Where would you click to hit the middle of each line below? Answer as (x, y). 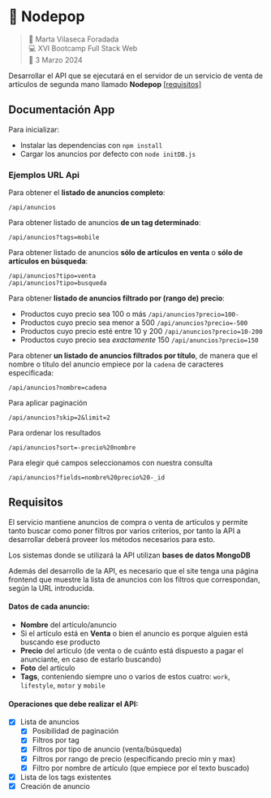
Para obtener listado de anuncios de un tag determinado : (105, 223)
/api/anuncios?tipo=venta (52, 276)
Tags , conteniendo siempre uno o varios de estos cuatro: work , (125, 677)
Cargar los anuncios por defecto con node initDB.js (108, 154)
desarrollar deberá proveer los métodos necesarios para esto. (112, 539)
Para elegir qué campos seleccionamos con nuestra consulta (111, 463)
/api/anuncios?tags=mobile (54, 238)
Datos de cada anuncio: (49, 607)
